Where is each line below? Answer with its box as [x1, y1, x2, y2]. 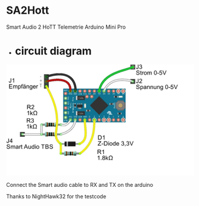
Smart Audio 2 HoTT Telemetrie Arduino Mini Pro [6, 23, 126, 30]
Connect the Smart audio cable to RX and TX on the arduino [6, 181, 154, 188]
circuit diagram [14, 44, 92, 58]
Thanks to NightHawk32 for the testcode [6, 192, 107, 200]
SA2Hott [6, 4, 49, 17]
